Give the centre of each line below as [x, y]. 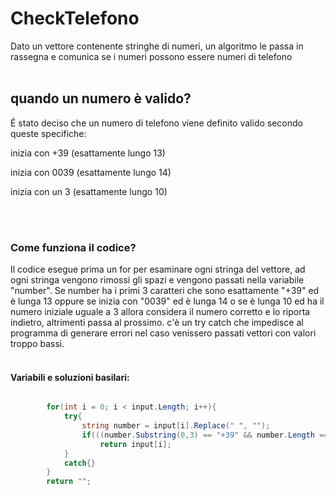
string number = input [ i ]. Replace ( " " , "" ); [176, 426]
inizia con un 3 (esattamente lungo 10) [89, 191]
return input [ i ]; [135, 444]
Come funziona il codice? [73, 247]
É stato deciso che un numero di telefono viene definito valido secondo [156, 123]
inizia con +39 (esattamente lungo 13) [88, 153]
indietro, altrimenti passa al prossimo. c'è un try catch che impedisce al [157, 323]
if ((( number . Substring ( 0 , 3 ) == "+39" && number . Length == [205, 435]
